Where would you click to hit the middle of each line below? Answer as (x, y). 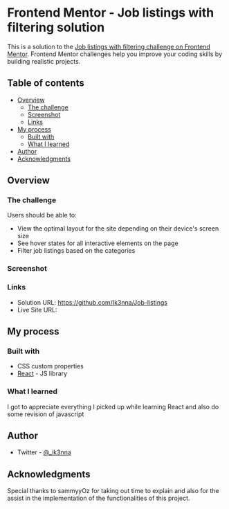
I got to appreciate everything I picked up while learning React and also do (113, 407)
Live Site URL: (37, 310)
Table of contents (46, 83)
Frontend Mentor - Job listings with (111, 13)
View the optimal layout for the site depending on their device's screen (118, 229)
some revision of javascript (46, 414)
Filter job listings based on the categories (76, 251)
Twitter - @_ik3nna (44, 452)
